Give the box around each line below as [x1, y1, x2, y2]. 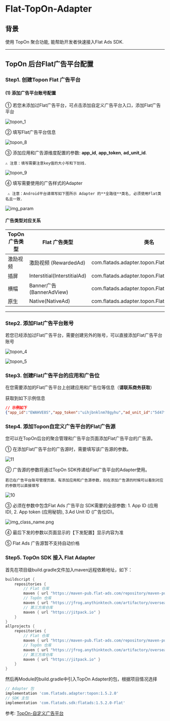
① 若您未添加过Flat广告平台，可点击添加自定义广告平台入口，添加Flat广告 [5, 102, 161, 108]
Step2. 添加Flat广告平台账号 [5, 320, 74, 327]
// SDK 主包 [5, 695, 29, 701]
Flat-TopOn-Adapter [5, 3, 92, 15]
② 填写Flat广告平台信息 [5, 129, 56, 135]
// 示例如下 [5, 405, 28, 410]
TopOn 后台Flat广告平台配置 [5, 60, 94, 68]
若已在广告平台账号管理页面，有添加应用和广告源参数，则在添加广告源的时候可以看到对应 [5, 478, 163, 483]
